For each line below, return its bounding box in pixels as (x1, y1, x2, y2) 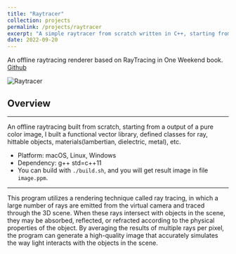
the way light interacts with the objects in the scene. (7, 239, 158, 247)
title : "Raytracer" (7, 10, 65, 18)
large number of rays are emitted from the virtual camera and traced (7, 201, 205, 210)
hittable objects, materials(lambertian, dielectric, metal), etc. (7, 137, 181, 146)
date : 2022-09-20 (7, 37, 58, 44)
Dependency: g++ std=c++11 (17, 158, 102, 167)
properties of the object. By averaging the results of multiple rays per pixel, (7, 223, 225, 232)
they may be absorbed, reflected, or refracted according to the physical (7, 216, 215, 224)
